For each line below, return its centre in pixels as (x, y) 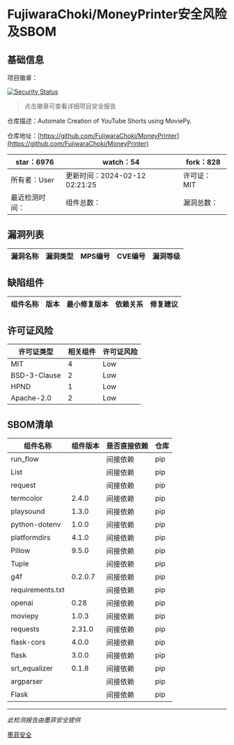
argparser (27, 682)
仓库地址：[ (24, 136)
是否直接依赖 (127, 446)
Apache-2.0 (31, 398)
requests (25, 629)
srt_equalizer (32, 668)
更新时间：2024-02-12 (106, 175)
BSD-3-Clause (36, 375)
